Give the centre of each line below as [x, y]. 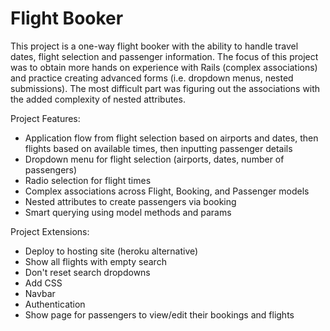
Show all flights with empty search [95, 261]
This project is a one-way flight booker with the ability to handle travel [154, 46]
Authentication [55, 304]
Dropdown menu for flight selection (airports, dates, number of [154, 159]
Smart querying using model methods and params [128, 212]
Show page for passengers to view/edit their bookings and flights [159, 314]
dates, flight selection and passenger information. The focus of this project [164, 56]
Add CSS [43, 283]
